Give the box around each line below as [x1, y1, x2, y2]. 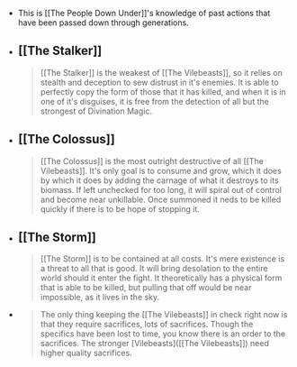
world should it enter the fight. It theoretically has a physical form [40, 272, 283, 283]
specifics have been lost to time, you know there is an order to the [40, 328, 286, 339]
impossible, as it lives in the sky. [40, 292, 160, 303]
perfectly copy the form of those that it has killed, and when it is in [40, 86, 286, 97]
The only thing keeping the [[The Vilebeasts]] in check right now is [40, 309, 288, 320]
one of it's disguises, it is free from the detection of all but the [40, 96, 270, 106]
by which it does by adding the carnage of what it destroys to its [40, 175, 279, 186]
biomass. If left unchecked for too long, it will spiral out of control [40, 184, 282, 195]
